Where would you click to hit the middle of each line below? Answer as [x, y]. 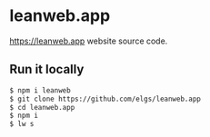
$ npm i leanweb [40, 90]
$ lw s [22, 124]
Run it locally [47, 69]
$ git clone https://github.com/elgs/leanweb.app [105, 99]
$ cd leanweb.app [42, 107]
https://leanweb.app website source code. [89, 41]
